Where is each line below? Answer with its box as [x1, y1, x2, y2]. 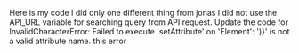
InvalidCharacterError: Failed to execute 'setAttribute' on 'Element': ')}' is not [9, 26, 290, 36]
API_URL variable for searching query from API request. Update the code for [9, 17, 289, 27]
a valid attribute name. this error [9, 35, 127, 46]
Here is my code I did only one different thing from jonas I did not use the [9, 8, 278, 18]
